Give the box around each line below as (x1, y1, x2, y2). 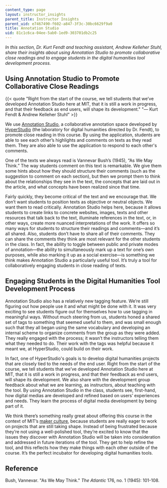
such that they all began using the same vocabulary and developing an (5, 324, 151, 330)
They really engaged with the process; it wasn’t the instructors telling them (5, 335, 159, 341)
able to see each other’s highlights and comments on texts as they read (5, 137, 152, 143)
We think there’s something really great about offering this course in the (5, 413, 153, 419)
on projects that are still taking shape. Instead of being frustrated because (5, 423, 158, 429)
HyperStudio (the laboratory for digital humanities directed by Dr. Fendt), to (5, 126, 160, 132)
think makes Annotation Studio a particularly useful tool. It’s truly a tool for (5, 257, 157, 263)
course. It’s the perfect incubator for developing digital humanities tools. (5, 450, 153, 456)
